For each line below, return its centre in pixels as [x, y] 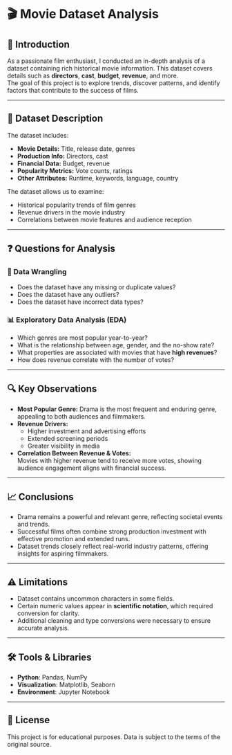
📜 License [29, 720]
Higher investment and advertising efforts [87, 431]
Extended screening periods [68, 438]
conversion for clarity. [48, 613]
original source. [29, 744]
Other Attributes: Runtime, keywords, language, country [98, 178]
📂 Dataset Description [55, 119]
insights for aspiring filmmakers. [63, 554]
